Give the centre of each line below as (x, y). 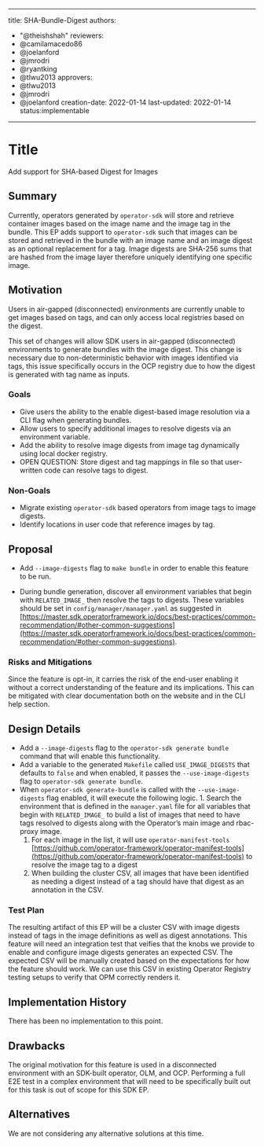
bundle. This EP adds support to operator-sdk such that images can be (123, 232)
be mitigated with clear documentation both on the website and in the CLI (127, 696)
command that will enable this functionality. (90, 756)
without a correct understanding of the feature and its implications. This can (131, 688)
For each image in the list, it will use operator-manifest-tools (130, 840)
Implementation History (68, 1002)
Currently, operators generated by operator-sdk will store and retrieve (121, 215)
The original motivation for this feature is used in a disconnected (112, 1065)
